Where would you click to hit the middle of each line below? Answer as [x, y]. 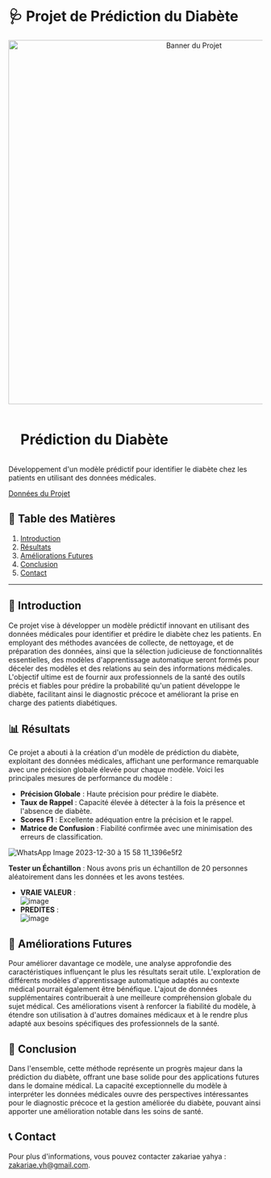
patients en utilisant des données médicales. [82, 477]
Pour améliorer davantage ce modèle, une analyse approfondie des [120, 964]
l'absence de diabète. [56, 811]
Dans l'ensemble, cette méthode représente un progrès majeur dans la [126, 1068]
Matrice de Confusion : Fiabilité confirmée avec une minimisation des [136, 828]
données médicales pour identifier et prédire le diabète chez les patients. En [135, 633]
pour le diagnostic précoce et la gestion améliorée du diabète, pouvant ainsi [134, 1103]
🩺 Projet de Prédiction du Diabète [123, 17]
